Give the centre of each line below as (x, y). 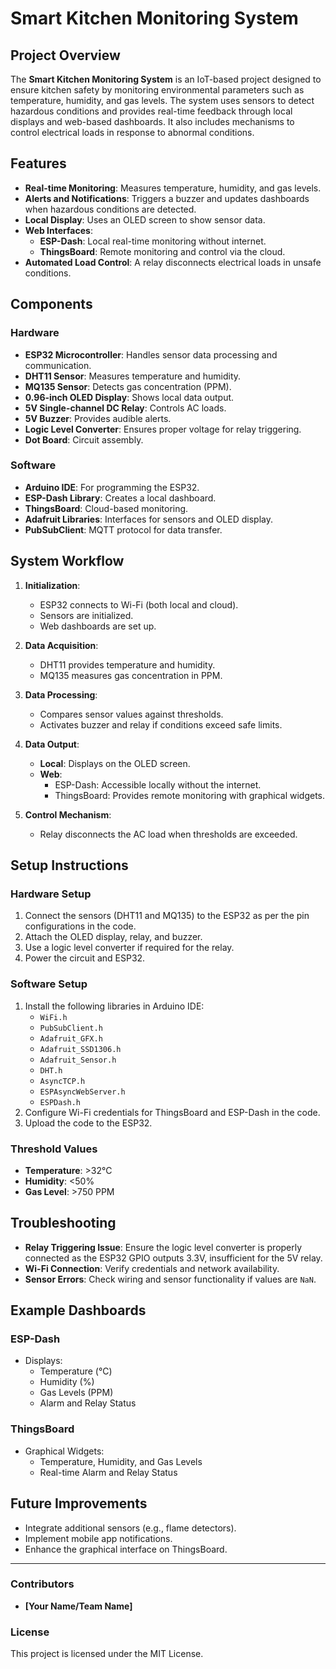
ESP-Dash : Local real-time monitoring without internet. (153, 241)
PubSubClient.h (71, 1028)
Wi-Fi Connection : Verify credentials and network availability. (152, 1268)
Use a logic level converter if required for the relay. (129, 948)
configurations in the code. (80, 926)
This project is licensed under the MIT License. (107, 1654)
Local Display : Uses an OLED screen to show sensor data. (145, 219)
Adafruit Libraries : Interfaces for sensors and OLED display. (148, 519)
